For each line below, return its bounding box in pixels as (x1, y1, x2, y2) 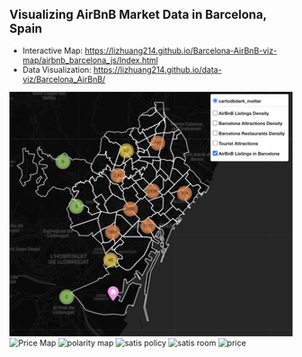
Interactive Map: (22, 45, 84, 56)
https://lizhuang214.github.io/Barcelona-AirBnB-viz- (84, 45, 278, 56)
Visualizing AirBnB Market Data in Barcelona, (9, 7, 267, 22)
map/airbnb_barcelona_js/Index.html (22, 54, 159, 66)
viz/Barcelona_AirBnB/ (22, 74, 106, 85)
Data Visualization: (22, 64, 92, 75)
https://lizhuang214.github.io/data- (93, 64, 222, 75)
